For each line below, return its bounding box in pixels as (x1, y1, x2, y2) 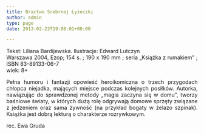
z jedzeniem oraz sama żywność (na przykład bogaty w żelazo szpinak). (6, 104, 198, 112)
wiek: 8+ (6, 67, 29, 74)
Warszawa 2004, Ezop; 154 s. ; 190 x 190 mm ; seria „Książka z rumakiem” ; (6, 54, 198, 61)
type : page (6, 20, 34, 26)
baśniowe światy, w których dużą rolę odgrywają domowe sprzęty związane (6, 98, 198, 105)
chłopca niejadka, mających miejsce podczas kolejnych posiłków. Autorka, (6, 85, 198, 92)
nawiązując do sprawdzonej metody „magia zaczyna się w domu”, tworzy (6, 91, 198, 98)
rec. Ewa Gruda (6, 122, 46, 130)
